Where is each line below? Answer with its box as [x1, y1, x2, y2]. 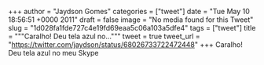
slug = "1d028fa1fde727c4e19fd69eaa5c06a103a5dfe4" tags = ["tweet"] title [8, 23, 256, 32]
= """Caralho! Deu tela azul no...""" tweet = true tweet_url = [8, 31, 200, 41]
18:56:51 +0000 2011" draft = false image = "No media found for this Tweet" [8, 15, 254, 24]
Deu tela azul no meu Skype [8, 49, 99, 57]
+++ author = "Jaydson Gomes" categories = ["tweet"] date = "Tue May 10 [8, 7, 250, 16]
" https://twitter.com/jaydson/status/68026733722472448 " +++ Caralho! [8, 40, 244, 49]
